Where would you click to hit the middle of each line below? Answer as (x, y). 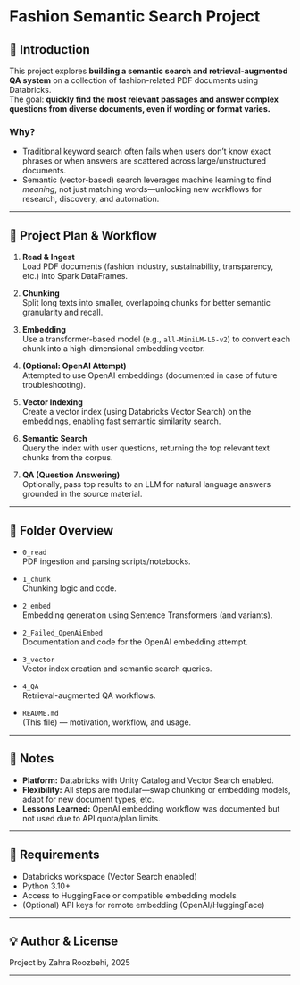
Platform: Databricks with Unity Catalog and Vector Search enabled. (148, 780)
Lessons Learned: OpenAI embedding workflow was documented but (151, 808)
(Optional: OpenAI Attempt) (74, 366)
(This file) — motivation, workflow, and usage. (107, 722)
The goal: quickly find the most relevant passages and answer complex (144, 99)
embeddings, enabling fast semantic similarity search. (121, 421)
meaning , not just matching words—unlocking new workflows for (142, 189)
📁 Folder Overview (62, 530)
